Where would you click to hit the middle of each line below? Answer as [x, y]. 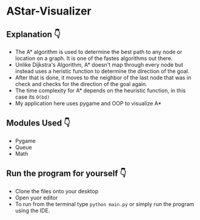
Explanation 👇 [33, 34]
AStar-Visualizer [49, 11]
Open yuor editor [36, 198]
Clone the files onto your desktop [57, 191]
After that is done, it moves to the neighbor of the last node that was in [103, 78]
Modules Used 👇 [38, 123]
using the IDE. [32, 210]
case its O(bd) [32, 97]
